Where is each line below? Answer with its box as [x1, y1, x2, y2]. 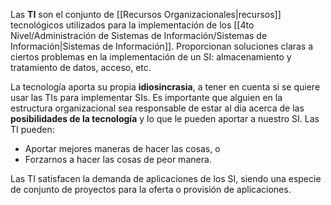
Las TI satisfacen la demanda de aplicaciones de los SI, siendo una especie [10, 173, 322, 184]
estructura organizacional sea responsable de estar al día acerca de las [10, 102, 305, 114]
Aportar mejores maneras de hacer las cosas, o [24, 143, 221, 154]
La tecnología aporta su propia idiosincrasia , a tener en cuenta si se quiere [10, 81, 321, 93]
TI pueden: [10, 124, 55, 135]
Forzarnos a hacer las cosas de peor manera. [24, 154, 212, 165]
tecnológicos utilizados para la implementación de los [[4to [10, 19, 255, 31]
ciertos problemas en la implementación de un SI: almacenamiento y [10, 51, 292, 63]
